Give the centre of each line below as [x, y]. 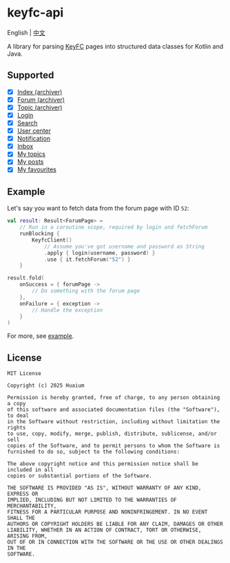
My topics [31, 154]
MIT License [24, 374]
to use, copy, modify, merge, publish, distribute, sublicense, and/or [112, 434]
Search [27, 123]
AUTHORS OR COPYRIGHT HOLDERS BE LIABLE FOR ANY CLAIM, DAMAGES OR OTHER [115, 524]
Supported [31, 75]
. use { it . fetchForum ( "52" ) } [87, 259]
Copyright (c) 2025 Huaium [46, 386]
